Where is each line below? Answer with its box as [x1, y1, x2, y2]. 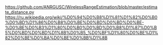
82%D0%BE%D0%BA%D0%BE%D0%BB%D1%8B [5, 35, 108, 41]
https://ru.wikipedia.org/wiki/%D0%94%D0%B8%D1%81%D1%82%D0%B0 [5, 15, 158, 20]
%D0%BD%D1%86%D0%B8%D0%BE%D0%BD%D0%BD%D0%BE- [5, 19, 145, 25]
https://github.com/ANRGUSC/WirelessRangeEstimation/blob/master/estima [5, 4, 158, 10]
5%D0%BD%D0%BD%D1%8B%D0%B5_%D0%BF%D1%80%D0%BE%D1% [5, 30, 159, 35]
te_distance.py [5, 9, 35, 15]
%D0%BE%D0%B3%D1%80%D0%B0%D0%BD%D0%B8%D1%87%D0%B [5, 25, 157, 30]
